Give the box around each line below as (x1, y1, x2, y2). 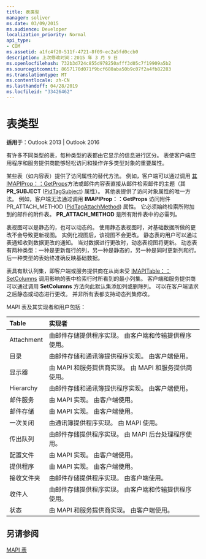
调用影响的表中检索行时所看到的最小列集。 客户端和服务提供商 (38, 275, 196, 282)
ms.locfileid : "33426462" (6, 89, 72, 95)
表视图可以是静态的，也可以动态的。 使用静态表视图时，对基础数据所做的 (6, 223, 191, 230)
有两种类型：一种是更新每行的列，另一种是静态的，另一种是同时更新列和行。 (6, 246, 200, 254)
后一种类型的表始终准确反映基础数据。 (6, 254, 103, 261)
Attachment (9, 335, 43, 344)
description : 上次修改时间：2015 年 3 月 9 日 (6, 55, 118, 61)
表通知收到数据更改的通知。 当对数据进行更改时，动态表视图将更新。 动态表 (6, 238, 197, 246)
